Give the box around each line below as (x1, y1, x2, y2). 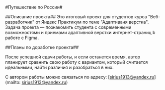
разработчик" (5, 19, 35, 25)
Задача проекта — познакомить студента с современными (5, 24, 132, 30)
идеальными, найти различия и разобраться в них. (5, 64, 114, 70)
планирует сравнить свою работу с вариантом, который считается (5, 59, 148, 65)
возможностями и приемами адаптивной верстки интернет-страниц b (5, 30, 156, 35)
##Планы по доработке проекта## (5, 45, 79, 50)
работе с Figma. (5, 35, 39, 41)
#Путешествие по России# (5, 4, 63, 10)
